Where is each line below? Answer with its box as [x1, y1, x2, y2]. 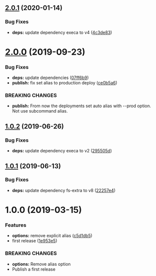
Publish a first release [12, 266, 56, 272]
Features [5, 222, 27, 228]
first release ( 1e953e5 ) [12, 238, 57, 244]
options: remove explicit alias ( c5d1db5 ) [12, 233, 93, 239]
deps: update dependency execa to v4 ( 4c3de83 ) [12, 29, 112, 35]
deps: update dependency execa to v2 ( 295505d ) [12, 148, 112, 154]
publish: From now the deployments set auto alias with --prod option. [12, 103, 151, 109]
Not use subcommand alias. [12, 108, 68, 114]
